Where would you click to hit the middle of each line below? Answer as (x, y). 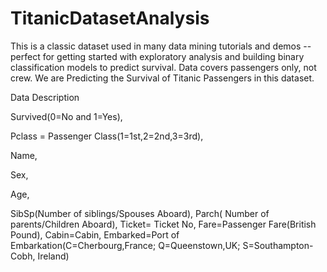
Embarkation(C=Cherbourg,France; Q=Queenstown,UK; (125, 245)
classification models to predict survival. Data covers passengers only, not (163, 67)
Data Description (45, 97)
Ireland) (53, 256)
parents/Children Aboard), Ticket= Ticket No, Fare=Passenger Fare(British (163, 224)
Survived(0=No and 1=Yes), (66, 116)
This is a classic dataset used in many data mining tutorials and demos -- (161, 46)
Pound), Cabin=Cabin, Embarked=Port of (95, 234)
